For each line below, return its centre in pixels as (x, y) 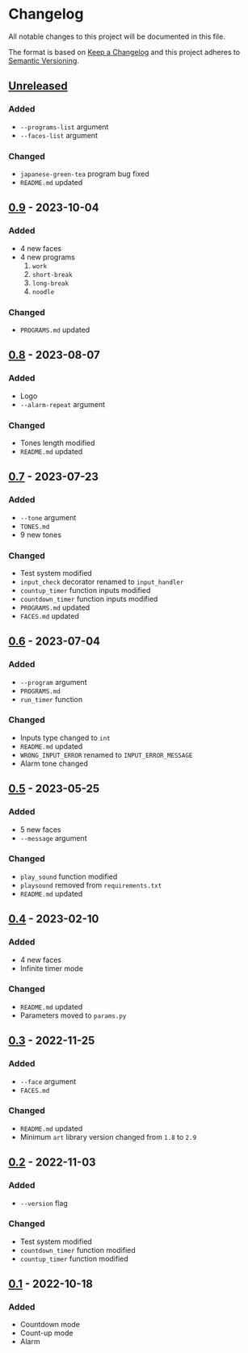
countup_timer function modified (74, 1258)
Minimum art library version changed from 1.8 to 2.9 (108, 1137)
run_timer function (51, 699)
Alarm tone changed (54, 763)
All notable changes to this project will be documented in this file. (117, 36)
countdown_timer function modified (78, 1250)
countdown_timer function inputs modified (89, 599)
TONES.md (35, 527)
